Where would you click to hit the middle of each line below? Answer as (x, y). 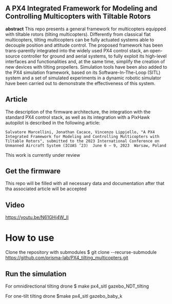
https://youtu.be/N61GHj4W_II (37, 217)
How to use (30, 238)
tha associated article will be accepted (46, 189)
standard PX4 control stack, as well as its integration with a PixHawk (78, 117)
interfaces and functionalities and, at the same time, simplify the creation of (85, 62)
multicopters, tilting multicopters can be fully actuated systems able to (80, 39)
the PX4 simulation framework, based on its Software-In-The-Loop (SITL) (83, 72)
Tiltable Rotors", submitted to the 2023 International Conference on (82, 141)
